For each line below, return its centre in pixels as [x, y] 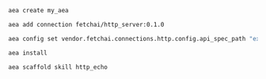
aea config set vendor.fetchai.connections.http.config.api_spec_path [127, 38]
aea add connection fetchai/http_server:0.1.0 [86, 24]
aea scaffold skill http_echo [58, 67]
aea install [28, 53]
